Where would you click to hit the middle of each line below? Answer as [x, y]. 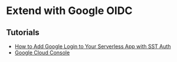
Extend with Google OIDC [69, 11]
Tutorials [23, 32]
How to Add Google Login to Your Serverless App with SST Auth [93, 46]
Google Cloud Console [42, 53]
